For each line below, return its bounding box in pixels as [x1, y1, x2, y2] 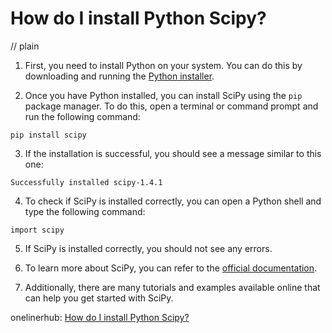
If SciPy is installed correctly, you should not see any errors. [24, 242, 273, 254]
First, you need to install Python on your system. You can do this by [24, 59, 303, 71]
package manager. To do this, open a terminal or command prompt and [24, 100, 319, 112]
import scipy [10, 225, 65, 235]
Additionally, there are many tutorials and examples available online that [24, 281, 321, 293]
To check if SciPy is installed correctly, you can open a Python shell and [24, 195, 322, 207]
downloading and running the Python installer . [24, 70, 215, 82]
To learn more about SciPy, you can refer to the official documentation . [24, 262, 318, 274]
